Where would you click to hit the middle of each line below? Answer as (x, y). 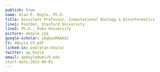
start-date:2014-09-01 (29, 62)
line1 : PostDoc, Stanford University (45, 24)
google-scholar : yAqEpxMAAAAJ (37, 39)
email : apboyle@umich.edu (32, 57)
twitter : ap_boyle (25, 52)
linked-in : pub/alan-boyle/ (35, 48)
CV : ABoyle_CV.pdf (25, 43)
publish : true (20, 10)
